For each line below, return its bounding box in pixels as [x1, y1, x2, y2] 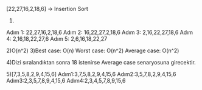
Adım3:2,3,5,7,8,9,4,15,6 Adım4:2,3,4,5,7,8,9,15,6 [6, 77, 126, 84]
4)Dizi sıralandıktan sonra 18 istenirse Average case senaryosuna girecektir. [6, 59, 196, 66]
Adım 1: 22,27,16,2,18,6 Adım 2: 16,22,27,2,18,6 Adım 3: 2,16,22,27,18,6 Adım [6, 29, 193, 36]
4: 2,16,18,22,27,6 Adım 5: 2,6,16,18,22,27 [6, 35, 108, 42]
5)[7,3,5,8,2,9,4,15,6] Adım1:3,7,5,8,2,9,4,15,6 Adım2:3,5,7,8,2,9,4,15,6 [6, 71, 176, 78]
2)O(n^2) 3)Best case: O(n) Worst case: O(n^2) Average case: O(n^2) [6, 47, 179, 54]
